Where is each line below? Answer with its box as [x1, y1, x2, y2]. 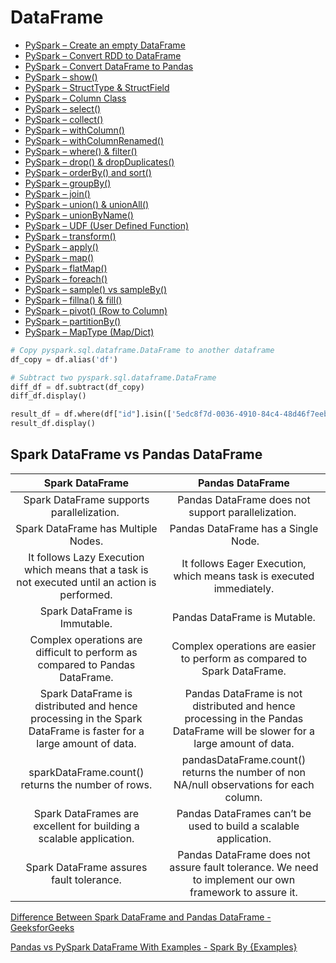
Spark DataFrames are [33, 806, 140, 820]
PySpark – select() [24, 102, 102, 115]
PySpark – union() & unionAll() [24, 198, 150, 210]
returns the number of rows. [20, 777, 153, 791]
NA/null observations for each [173, 777, 315, 791]
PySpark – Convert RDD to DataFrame [24, 49, 182, 61]
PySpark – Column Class [24, 92, 127, 104]
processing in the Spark [30, 711, 143, 725]
